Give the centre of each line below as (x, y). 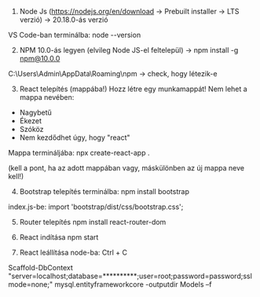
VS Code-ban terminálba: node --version (75, 35)
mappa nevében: (47, 97)
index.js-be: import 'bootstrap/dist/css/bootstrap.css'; (96, 207)
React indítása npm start (59, 237)
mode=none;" (31, 284)
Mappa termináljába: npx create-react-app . (79, 153)
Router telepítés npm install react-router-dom (93, 222)
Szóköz (31, 129)
